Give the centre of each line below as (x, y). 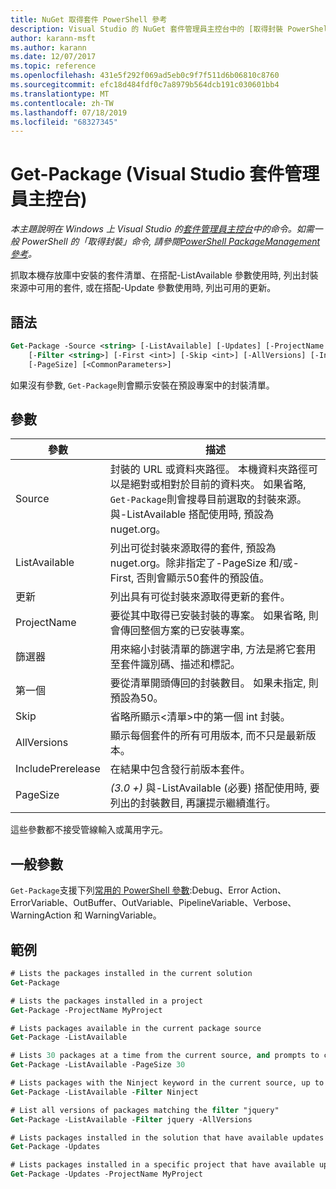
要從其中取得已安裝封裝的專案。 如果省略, (208, 616)
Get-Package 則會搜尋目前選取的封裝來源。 (208, 499)
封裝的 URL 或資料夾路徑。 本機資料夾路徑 (209, 469)
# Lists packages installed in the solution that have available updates (167, 1137)
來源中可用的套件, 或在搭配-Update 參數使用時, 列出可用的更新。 (143, 288)
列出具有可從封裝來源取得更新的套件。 (200, 597)
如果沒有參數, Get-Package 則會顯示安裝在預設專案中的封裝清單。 (142, 385)
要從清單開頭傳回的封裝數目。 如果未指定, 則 (214, 683)
